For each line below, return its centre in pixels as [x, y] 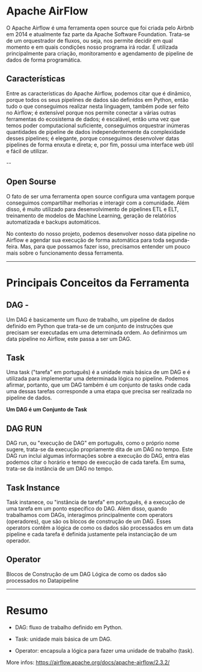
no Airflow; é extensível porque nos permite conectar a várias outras [91, 112]
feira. [13, 246]
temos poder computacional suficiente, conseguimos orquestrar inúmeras [98, 125]
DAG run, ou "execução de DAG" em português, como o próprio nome [93, 443]
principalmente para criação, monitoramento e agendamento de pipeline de [100, 53]
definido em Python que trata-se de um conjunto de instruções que [90, 326]
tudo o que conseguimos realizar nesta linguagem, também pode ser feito [98, 106]
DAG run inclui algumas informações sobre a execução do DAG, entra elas [98, 456]
